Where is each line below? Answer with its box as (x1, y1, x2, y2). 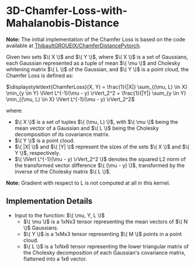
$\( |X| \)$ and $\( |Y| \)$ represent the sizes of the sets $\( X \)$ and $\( (14, 143, 190, 150)
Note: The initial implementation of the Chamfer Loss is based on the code (6, 36, 186, 43)
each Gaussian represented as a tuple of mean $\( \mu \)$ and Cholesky (6, 60, 180, 67)
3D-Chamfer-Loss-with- (6, 4, 127, 18)
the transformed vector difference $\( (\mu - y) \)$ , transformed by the (14, 162, 185, 169)
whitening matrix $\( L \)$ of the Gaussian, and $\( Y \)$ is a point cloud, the (6, 65, 189, 72)
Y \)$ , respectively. (14, 149, 61, 156)
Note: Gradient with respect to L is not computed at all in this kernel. (6, 179, 170, 186)
